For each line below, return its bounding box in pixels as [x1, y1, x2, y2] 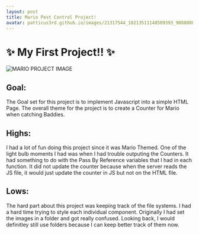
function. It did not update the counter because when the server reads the [6, 163, 187, 170]
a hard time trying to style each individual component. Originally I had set [6, 208, 185, 216]
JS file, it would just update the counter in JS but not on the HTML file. [6, 169, 178, 176]
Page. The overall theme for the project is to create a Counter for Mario [6, 105, 179, 112]
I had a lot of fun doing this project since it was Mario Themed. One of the [6, 144, 187, 151]
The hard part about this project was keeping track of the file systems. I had [6, 202, 191, 209]
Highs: [6, 128, 31, 138]
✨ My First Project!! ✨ [6, 45, 115, 59]
